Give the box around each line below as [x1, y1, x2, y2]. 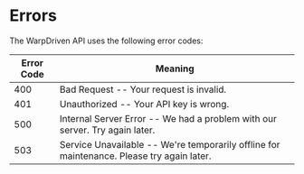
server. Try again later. [59, 124, 156, 136]
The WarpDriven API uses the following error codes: [9, 35, 204, 46]
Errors [9, 5, 57, 26]
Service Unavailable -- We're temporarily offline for [59, 138, 280, 151]
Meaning [155, 62, 195, 75]
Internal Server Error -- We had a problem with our [59, 112, 278, 124]
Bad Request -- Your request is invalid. [59, 83, 227, 96]
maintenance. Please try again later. [59, 150, 212, 162]
